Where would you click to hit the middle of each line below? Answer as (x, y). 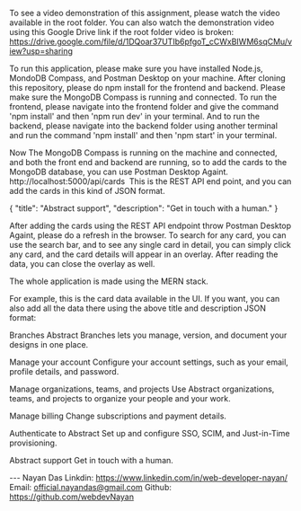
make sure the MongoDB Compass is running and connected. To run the (143, 97)
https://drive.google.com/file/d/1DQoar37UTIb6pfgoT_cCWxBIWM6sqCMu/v (151, 41)
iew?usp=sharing (41, 51)
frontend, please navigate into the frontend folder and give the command (144, 106)
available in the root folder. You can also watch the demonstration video (142, 22)
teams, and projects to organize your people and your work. (120, 398)
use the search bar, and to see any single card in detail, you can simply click (150, 245)
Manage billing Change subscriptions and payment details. (118, 416)
